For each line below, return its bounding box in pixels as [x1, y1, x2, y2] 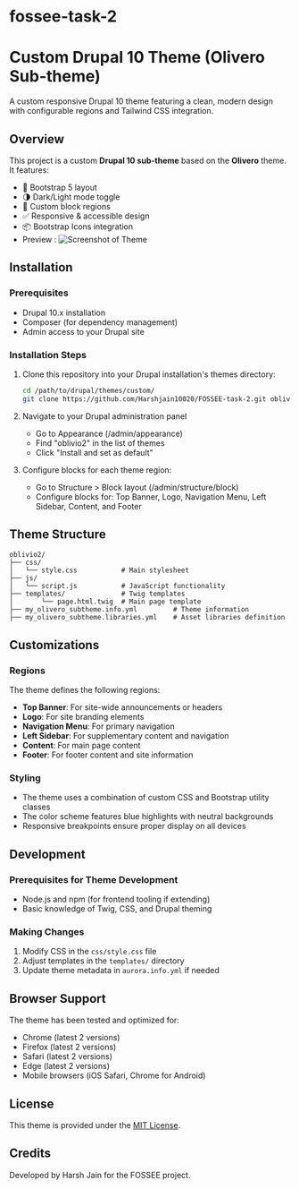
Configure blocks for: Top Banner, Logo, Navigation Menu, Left [35, 491, 267, 502]
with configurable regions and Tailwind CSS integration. [9, 106, 214, 116]
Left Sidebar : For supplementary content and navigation [21, 731, 229, 741]
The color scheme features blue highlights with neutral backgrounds [21, 811, 274, 822]
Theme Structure [9, 526, 106, 543]
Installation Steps [9, 348, 87, 361]
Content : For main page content [21, 740, 141, 751]
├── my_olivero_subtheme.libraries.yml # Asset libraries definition [9, 613, 286, 622]
